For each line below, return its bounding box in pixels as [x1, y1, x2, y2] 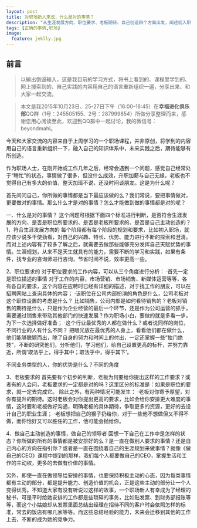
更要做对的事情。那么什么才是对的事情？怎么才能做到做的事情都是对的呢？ [6, 199, 186, 206]
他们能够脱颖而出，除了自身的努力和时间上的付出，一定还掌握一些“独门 [6, 334, 178, 341]
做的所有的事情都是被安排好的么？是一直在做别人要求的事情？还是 [26, 437, 186, 444]
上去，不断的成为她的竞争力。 [6, 516, 78, 523]
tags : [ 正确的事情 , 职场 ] [6, 25, 60, 31]
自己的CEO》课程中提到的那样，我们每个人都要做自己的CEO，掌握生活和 [6, 452, 182, 459]
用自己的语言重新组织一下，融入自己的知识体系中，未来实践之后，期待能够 [6, 144, 186, 151]
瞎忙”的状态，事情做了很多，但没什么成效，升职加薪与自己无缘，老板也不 [13, 171, 191, 179]
